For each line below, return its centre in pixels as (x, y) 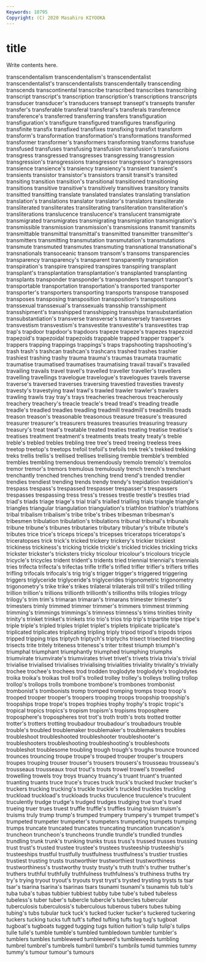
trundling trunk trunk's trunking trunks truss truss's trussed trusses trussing (102, 841)
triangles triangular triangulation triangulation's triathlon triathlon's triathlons (103, 508)
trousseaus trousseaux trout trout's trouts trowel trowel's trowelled (90, 770)
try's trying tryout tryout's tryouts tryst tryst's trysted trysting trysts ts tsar (100, 880)
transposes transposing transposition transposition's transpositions (91, 299)
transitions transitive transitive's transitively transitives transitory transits (98, 188)
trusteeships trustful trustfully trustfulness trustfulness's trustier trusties (97, 854)
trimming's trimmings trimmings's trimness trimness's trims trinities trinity (99, 613)
